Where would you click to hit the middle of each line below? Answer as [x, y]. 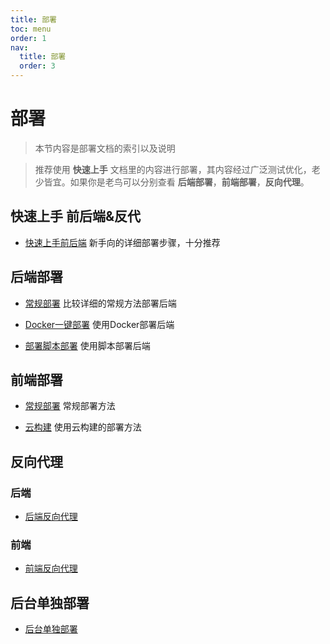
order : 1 [28, 38]
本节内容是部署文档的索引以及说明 [105, 148]
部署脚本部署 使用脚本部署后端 [87, 345]
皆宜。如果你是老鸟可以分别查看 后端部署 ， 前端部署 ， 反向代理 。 [176, 182]
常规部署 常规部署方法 [70, 406]
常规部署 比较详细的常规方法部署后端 [100, 303]
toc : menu [31, 29]
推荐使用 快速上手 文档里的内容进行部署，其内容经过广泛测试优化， [173, 169]
